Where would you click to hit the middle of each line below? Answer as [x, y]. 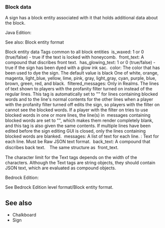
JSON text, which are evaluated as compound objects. [61, 168]
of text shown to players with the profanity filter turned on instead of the [79, 89]
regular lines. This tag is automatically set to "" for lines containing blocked [82, 94]
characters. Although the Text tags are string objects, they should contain [80, 163]
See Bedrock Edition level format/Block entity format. [59, 187]
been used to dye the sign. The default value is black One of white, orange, [82, 73]
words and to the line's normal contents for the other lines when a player [79, 99]
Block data [18, 7]
